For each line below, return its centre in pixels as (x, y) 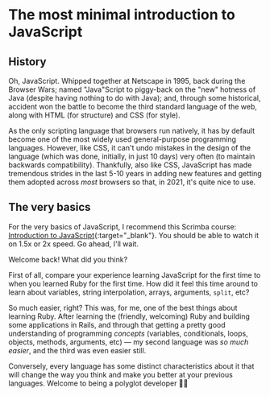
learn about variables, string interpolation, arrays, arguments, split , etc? (129, 292)
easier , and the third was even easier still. (77, 350)
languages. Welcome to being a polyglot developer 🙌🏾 (98, 383)
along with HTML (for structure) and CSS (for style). (94, 115)
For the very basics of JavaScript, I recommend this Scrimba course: (123, 226)
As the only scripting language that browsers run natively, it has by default (132, 131)
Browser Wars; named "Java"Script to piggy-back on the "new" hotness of (132, 89)
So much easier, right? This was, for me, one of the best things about (123, 307)
